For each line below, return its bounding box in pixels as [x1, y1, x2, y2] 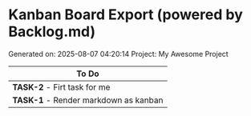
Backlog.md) [8, 22, 96, 41]
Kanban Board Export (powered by [8, 6, 243, 24]
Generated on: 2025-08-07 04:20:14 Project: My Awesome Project [8, 49, 229, 58]
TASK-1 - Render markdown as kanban [12, 94, 164, 106]
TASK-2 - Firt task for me [12, 82, 111, 93]
